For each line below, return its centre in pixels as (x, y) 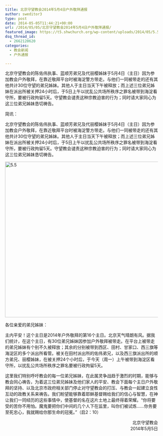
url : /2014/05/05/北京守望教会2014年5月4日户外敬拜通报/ (58, 28)
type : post (16, 18)
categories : (17, 46)
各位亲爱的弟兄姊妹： (26, 325)
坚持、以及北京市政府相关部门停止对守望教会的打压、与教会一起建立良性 (86, 388)
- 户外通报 (19, 55)
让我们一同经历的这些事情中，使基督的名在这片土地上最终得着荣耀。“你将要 (81, 400)
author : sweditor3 (24, 14)
